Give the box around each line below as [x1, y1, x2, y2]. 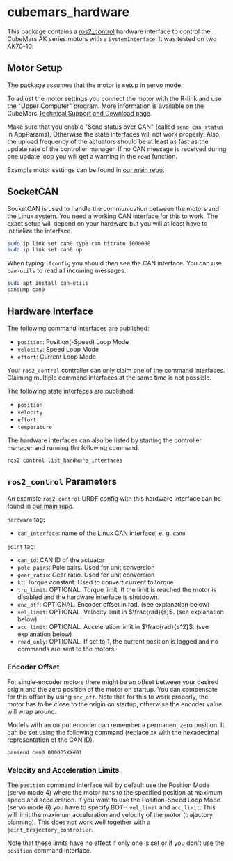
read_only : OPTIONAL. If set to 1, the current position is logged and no [17, 637, 219, 645]
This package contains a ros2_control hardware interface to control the [7, 27, 211, 36]
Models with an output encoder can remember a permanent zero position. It [7, 720, 225, 729]
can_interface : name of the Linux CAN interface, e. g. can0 [17, 529, 186, 537]
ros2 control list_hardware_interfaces [7, 457, 123, 464]
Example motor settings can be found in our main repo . [7, 165, 165, 174]
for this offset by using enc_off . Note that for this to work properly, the [7, 692, 209, 701]
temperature [17, 424, 52, 430]
